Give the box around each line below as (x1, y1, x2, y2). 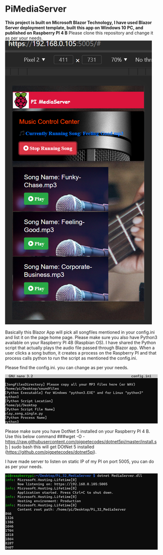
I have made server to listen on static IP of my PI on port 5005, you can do (5, 458, 154, 464)
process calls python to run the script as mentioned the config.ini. (5, 355, 138, 361)
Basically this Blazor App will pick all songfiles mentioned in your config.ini (5, 329, 155, 335)
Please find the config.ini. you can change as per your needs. (5, 364, 128, 370)
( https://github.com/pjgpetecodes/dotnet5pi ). (5, 449, 97, 455)
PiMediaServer (5, 3, 67, 15)
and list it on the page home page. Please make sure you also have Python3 (5, 334, 158, 340)
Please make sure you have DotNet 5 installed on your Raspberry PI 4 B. (5, 428, 150, 434)
